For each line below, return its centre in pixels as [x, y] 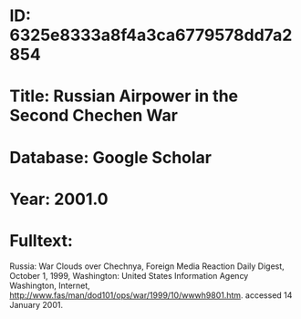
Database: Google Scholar [111, 157]
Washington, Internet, [50, 285]
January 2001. [36, 304]
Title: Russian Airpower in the [124, 96]
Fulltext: [41, 240]
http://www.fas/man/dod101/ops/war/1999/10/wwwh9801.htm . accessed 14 [151, 295]
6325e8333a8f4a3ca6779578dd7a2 [151, 35]
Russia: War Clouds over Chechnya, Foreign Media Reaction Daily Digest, [147, 266]
